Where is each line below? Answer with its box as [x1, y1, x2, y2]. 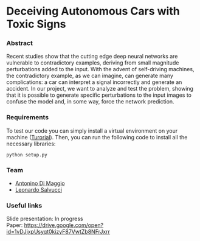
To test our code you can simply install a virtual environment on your [6, 127, 178, 134]
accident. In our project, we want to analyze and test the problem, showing [6, 85, 193, 93]
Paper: [6, 222, 23, 229]
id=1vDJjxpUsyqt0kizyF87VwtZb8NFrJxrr [6, 228, 111, 236]
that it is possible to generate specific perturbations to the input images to [6, 91, 192, 99]
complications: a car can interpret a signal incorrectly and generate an [6, 79, 182, 86]
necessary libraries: [6, 140, 56, 147]
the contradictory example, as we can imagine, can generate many [6, 72, 173, 80]
